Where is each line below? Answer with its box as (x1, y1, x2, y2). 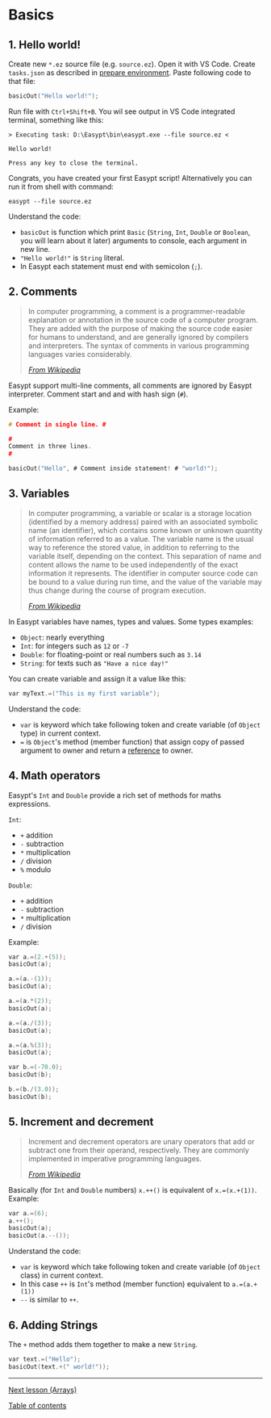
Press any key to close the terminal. (8, 159, 139, 167)
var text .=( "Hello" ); (8, 1355, 81, 1363)
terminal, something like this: (8, 115, 104, 124)
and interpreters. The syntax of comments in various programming (27, 341, 250, 350)
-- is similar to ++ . (19, 1294, 79, 1305)
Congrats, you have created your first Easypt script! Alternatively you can (8, 173, 252, 182)
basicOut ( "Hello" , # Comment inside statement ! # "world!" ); (8, 464, 219, 473)
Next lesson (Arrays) (8, 1385, 77, 1395)
